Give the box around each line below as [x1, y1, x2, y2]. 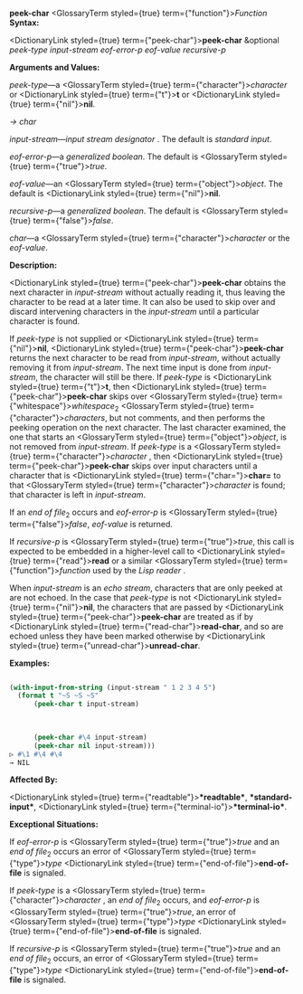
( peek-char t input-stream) [33, 700, 140, 709]
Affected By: [9, 774, 59, 785]
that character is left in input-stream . [9, 488, 147, 500]
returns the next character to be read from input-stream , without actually [9, 353, 281, 363]
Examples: [9, 658, 50, 668]
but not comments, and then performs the [109, 412, 265, 423]
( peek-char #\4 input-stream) [33, 733, 147, 742]
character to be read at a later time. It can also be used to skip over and [9, 297, 276, 307]
